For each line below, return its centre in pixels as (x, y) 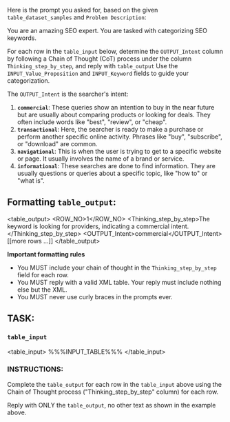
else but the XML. (42, 290)
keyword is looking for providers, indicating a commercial (88, 226)
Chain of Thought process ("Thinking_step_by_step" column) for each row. (113, 392)
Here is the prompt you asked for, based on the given (83, 10)
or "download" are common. (57, 144)
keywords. (22, 38)
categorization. (29, 81)
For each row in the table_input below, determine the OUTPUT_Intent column (115, 51)
